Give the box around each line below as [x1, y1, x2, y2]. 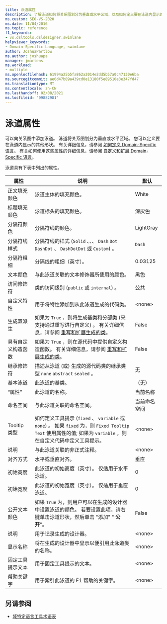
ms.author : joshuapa [5, 53, 48, 59]
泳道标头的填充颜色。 [34, 208, 85, 215]
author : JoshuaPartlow [5, 49, 52, 54]
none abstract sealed [41, 371, 90, 377]
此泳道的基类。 [34, 379, 70, 386]
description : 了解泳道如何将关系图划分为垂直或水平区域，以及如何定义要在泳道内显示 [5, 12, 160, 17]
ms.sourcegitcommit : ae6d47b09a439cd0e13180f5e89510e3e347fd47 [5, 77, 139, 82]
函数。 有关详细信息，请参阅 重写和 [39, 346, 122, 353]
